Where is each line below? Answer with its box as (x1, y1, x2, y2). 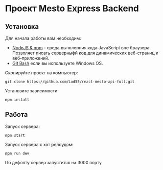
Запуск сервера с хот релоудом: (5, 141, 73, 147)
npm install (5, 97, 29, 102)
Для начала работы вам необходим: (5, 35, 82, 41)
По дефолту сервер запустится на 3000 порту (5, 159, 102, 165)
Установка (5, 22, 39, 31)
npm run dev (5, 151, 29, 156)
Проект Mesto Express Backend (5, 3, 139, 14)
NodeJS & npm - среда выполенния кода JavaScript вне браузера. (12, 45, 151, 50)
